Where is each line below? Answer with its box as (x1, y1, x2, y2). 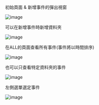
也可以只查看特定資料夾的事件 (5, 65, 66, 70)
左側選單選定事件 (5, 84, 40, 90)
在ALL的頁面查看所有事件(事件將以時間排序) (5, 44, 95, 50)
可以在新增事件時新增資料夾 (5, 24, 62, 30)
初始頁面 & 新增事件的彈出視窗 (5, 4, 67, 10)
